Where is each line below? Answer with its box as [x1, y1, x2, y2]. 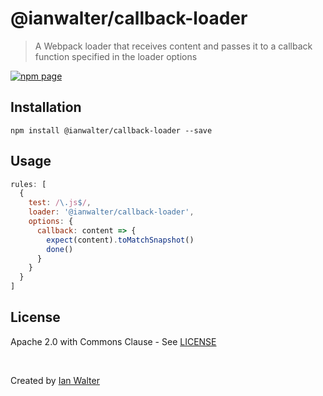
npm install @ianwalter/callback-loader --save [10, 125, 213, 136]
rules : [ [10, 179, 47, 189]
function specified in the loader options [34, 50, 198, 62]
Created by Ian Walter [10, 374, 100, 386]
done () [46, 244, 74, 254]
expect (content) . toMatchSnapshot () [46, 235, 195, 245]
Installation [10, 99, 82, 116]
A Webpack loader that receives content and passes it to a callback [34, 40, 313, 52]
